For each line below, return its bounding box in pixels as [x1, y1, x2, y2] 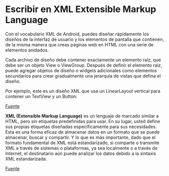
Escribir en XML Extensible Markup [5, 4, 156, 15]
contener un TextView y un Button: [5, 93, 77, 99]
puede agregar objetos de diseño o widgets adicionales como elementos [5, 67, 157, 74]
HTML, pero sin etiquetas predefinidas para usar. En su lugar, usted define [5, 118, 160, 124]
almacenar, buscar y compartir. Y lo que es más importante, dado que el [5, 134, 156, 140]
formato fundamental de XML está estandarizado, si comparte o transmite [5, 140, 160, 146]
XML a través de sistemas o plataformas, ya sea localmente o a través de [5, 145, 158, 151]
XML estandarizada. [5, 155, 47, 162]
